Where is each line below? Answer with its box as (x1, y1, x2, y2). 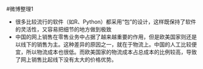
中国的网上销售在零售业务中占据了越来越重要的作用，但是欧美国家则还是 (15, 33, 197, 41)
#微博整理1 (6, 5, 34, 12)
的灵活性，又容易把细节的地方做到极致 (15, 26, 112, 33)
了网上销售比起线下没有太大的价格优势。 (15, 56, 117, 63)
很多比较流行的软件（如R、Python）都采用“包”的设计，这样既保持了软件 (15, 18, 196, 25)
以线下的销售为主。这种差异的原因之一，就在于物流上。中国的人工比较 (15, 41, 192, 48)
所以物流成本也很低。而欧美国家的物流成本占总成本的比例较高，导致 (26, 48, 197, 56)
